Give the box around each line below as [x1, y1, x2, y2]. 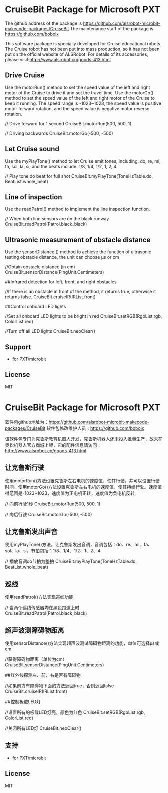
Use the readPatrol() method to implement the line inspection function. [5, 206, 150, 212]
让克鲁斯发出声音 [5, 527, 58, 536]
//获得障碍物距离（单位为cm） [5, 656, 67, 662]
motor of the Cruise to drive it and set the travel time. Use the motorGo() [5, 89, 154, 96]
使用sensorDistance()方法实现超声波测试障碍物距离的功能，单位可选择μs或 [5, 640, 159, 646]
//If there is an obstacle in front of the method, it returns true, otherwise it [5, 289, 156, 295]
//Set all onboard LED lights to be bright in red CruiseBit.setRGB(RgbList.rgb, [5, 313, 162, 319]
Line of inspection [5, 193, 62, 201]
